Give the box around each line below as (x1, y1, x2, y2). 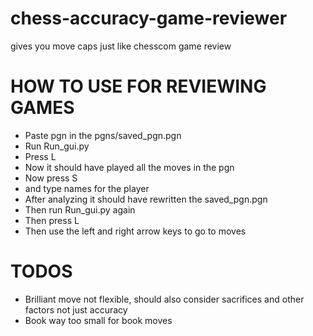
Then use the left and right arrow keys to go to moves (24, 225, 247, 237)
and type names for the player (24, 182, 150, 194)
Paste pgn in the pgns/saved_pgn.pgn (24, 129, 182, 141)
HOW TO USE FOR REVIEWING (10, 75, 267, 98)
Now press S (24, 172, 78, 184)
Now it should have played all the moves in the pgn (24, 161, 235, 173)
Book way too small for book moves (24, 314, 173, 326)
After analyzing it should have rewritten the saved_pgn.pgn (24, 193, 268, 205)
